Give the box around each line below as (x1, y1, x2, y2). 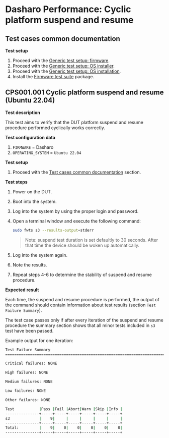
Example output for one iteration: (5, 337, 73, 344)
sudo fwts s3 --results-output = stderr (12, 228, 94, 233)
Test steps (5, 179, 28, 185)
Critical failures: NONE (5, 361, 57, 366)
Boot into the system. (12, 198, 57, 204)
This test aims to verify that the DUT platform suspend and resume (5, 119, 143, 125)
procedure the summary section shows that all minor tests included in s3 (5, 322, 155, 328)
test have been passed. (5, 327, 54, 334)
